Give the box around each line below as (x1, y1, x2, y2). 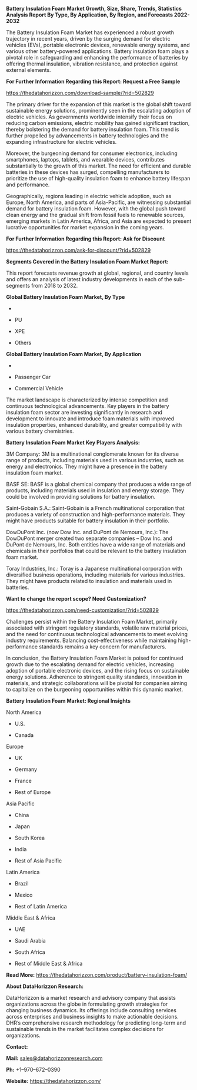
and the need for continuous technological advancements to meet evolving (6, 631, 188, 637)
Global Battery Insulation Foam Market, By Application (6, 351, 142, 357)
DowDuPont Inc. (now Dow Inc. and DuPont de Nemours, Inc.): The (6, 529, 169, 535)
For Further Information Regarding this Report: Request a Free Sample (6, 78, 181, 85)
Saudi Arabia (14, 937, 46, 944)
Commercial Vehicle (14, 385, 64, 391)
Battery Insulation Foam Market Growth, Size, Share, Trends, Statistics (6, 5, 182, 12)
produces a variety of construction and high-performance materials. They (6, 511, 185, 518)
